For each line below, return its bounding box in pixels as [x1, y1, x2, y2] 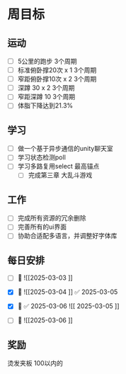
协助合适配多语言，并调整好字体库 [17, 232, 118, 240]
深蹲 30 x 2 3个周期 [17, 84, 75, 92]
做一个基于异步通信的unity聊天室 [17, 144, 113, 153]
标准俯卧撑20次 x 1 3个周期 [17, 66, 97, 74]
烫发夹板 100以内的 [7, 359, 64, 368]
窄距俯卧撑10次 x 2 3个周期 [17, 75, 97, 84]
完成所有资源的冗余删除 [17, 214, 86, 222]
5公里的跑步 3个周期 [17, 57, 77, 65]
